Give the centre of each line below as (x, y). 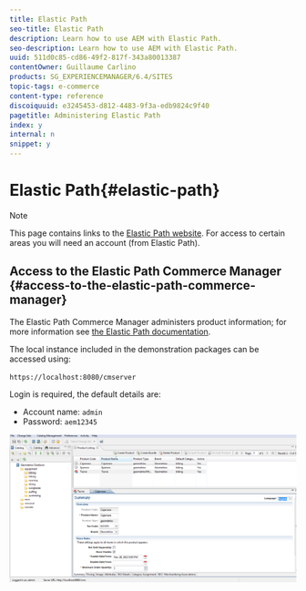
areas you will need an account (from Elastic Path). (105, 242)
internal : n (32, 135)
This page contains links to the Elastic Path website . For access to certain (147, 233)
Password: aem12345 (60, 421)
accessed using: (40, 359)
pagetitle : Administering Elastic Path (85, 115)
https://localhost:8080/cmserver (73, 377)
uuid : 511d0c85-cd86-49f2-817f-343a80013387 (95, 58)
